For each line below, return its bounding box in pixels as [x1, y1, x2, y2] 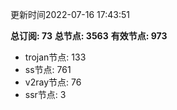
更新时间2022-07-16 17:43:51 [10, 9, 131, 20]
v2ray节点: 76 [24, 76, 82, 88]
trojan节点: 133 [24, 51, 87, 63]
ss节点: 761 [24, 64, 72, 75]
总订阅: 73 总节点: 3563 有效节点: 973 [10, 30, 168, 42]
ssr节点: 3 [24, 89, 67, 100]
